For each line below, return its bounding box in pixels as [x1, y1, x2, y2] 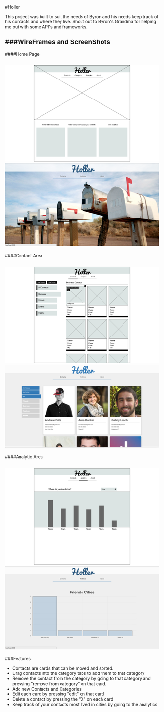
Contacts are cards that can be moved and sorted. [12, 665, 114, 671]
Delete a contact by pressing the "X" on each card [12, 696, 114, 702]
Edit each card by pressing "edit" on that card [12, 691, 104, 697]
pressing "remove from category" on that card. [12, 680, 107, 687]
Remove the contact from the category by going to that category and [12, 675, 151, 681]
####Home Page [5, 51, 40, 57]
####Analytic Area [5, 454, 43, 460]
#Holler [5, 4, 20, 10]
